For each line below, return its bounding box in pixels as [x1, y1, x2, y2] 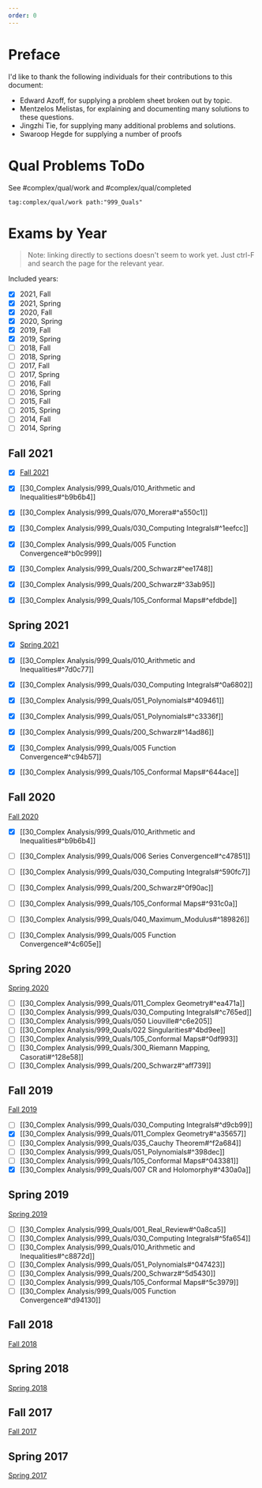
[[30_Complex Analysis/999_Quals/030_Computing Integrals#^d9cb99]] [19, 1120, 253, 1130]
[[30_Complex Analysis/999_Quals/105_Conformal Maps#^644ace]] [19, 767, 239, 777]
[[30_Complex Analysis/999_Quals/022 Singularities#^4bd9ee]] [19, 1025, 226, 1035]
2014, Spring [19, 424, 62, 433]
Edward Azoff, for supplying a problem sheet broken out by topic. [19, 96, 233, 105]
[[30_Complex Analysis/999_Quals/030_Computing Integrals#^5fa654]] [19, 1234, 251, 1243]
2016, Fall [19, 379, 51, 388]
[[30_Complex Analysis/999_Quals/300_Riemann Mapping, [19, 1043, 211, 1053]
